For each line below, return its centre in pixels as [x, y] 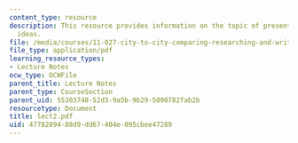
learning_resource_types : [57, 59]
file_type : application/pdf [61, 51]
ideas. [29, 34]
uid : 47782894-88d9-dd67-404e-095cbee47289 [91, 125]
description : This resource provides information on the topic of [134, 26]
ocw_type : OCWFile [43, 75]
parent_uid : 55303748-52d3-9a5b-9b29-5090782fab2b [105, 100]
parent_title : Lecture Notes [63, 83]
